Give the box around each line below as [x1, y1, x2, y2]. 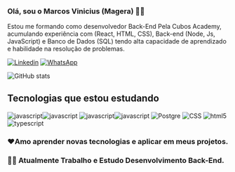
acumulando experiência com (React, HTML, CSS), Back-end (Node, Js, [7, 29, 215, 38]
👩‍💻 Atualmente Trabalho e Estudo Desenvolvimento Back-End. [7, 155, 224, 165]
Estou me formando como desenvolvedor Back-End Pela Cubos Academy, [7, 22, 222, 31]
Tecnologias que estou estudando [7, 92, 159, 104]
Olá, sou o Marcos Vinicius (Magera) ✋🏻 [7, 6, 145, 16]
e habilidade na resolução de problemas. [7, 45, 125, 53]
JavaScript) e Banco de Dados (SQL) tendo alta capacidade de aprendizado [7, 37, 227, 46]
